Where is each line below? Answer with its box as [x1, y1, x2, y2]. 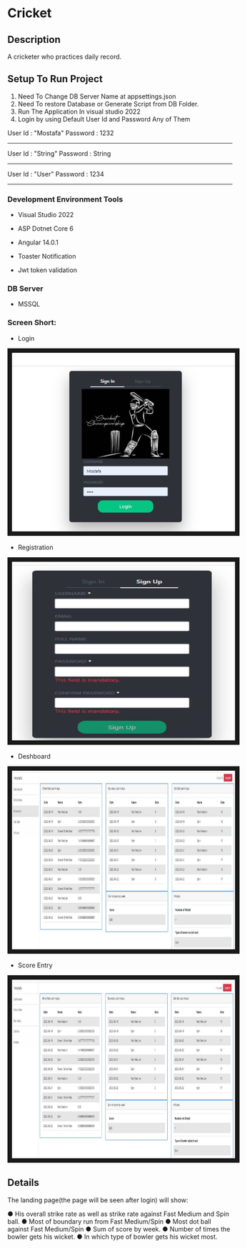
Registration [17, 543, 54, 551]
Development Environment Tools [7, 194, 123, 204]
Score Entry [17, 961, 53, 969]
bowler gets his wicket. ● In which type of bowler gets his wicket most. [7, 1232, 218, 1241]
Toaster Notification [17, 252, 76, 261]
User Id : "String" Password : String [7, 149, 111, 158]
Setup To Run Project [7, 73, 104, 85]
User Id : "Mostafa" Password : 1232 [7, 129, 114, 137]
